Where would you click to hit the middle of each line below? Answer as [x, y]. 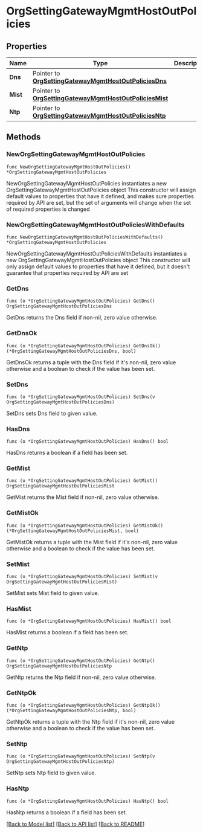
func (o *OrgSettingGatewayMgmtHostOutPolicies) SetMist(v [82, 577]
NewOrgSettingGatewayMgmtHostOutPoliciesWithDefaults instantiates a [97, 253]
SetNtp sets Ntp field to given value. [51, 773]
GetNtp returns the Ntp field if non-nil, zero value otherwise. [81, 677]
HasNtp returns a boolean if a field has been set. [67, 812]
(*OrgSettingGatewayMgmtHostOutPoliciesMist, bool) [72, 531]
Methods [24, 137]
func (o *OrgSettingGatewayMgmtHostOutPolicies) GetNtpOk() [84, 705]
